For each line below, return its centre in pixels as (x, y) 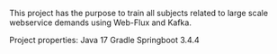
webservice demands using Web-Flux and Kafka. (100, 22)
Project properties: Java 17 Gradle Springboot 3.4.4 (104, 40)
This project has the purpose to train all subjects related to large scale (138, 13)
